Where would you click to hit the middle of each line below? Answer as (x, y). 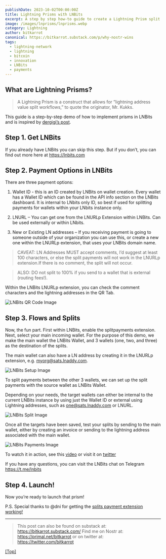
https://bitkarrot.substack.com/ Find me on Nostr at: (70, 531)
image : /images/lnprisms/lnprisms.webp (46, 24)
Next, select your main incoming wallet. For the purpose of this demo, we (80, 335)
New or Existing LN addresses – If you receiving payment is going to (82, 232)
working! (14, 512)
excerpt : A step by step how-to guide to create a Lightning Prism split (83, 19)
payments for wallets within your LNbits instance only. (67, 208)
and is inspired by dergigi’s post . (38, 122)
